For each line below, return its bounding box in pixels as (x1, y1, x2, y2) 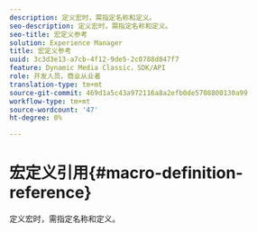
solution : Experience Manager (9, 38, 124, 48)
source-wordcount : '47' (9, 105, 99, 114)
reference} (9, 183, 92, 203)
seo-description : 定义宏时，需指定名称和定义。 (9, 22, 173, 31)
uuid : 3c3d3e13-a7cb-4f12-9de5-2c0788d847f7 (9, 55, 179, 64)
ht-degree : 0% (9, 113, 63, 122)
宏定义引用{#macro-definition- (9, 163, 243, 183)
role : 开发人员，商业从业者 (9, 72, 101, 81)
